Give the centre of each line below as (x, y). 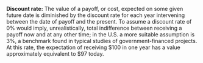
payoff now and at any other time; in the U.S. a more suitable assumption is (101, 35)
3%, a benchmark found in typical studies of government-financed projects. (102, 41)
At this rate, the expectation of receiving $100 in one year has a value (94, 47)
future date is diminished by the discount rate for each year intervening (96, 15)
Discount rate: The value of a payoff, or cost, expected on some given (95, 9)
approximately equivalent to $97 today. (55, 54)
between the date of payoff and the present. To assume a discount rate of (99, 22)
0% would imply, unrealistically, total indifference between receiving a (94, 28)
